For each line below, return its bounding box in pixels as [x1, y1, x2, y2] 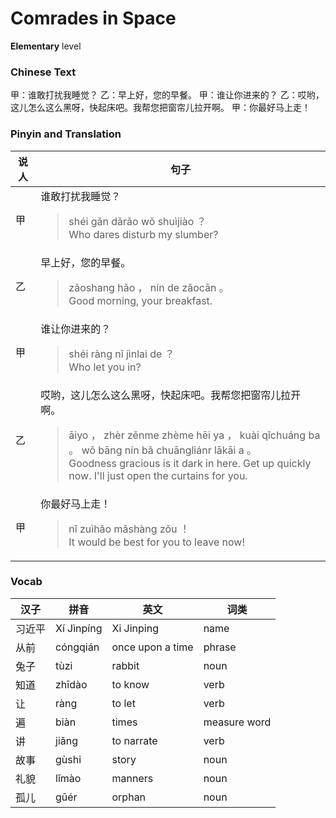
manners [111, 771, 154, 785]
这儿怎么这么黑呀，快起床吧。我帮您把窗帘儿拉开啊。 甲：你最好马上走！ [10, 102, 311, 114]
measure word [203, 715, 272, 729]
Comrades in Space [10, 7, 177, 30]
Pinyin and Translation [10, 127, 122, 141]
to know [111, 677, 150, 691]
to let [111, 696, 136, 710]
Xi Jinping [111, 621, 159, 635]
